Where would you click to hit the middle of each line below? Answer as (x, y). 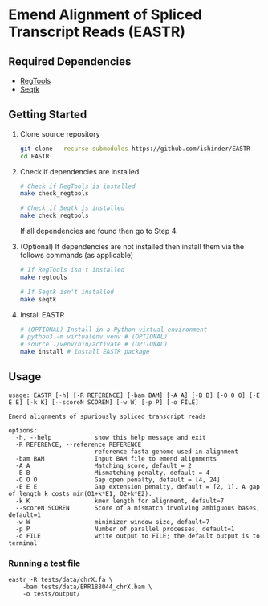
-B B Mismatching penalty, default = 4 (113, 473)
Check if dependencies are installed (79, 171)
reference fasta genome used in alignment (166, 452)
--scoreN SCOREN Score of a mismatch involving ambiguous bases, (138, 508)
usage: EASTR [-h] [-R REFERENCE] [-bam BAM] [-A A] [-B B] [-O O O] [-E (134, 395)
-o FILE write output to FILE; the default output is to (138, 536)
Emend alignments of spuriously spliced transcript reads (107, 416)
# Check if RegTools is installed (77, 186)
